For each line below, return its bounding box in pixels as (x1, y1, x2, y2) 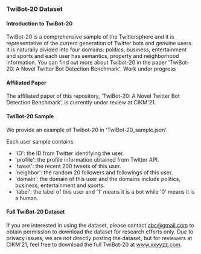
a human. (14, 194, 39, 202)
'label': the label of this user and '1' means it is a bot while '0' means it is (14, 188, 195, 195)
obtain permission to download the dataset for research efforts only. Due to (6, 228, 194, 235)
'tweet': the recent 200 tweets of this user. (14, 162, 121, 170)
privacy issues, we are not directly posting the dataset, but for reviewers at (6, 234, 193, 241)
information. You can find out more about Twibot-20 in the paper (6, 59, 167, 66)
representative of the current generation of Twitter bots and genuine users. (6, 40, 193, 47)
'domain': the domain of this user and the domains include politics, (14, 175, 181, 182)
